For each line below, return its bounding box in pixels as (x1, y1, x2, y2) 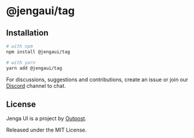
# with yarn (6, 59, 36, 66)
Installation (6, 28, 49, 38)
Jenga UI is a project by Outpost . (6, 115, 87, 122)
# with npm (6, 43, 33, 49)
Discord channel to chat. (6, 82, 66, 89)
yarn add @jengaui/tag (6, 65, 62, 71)
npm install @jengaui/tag (6, 49, 70, 54)
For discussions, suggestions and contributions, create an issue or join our (6, 76, 189, 83)
